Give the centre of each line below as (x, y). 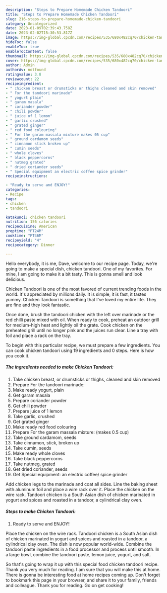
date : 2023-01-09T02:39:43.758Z (39, 28)
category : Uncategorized (31, 24)
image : (12, 38)
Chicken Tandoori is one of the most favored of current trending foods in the (83, 289)
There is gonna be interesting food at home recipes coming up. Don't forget (83, 575)
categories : (18, 190)
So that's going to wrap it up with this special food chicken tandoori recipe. (82, 564)
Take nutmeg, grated (34, 464)
